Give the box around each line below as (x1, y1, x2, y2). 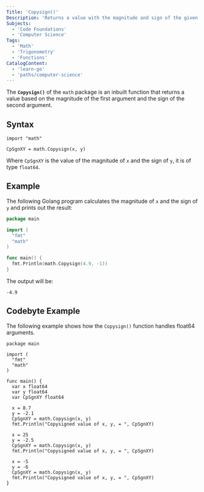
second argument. (6, 102, 53, 109)
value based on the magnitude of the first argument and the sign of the (6, 95, 185, 102)
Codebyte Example (6, 306, 81, 316)
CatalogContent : (6, 60, 48, 66)
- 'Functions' (12, 55, 48, 61)
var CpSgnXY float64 (12, 394, 64, 400)
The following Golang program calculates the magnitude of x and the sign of (6, 197, 199, 205)
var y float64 (12, 388, 48, 395)
